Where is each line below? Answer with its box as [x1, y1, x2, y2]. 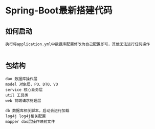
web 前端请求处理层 [5, 98, 41, 103]
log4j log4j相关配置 [5, 114, 46, 119]
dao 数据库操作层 [5, 76, 37, 81]
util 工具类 [5, 93, 29, 98]
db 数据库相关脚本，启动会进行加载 [5, 108, 70, 113]
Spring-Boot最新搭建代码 [5, 5, 113, 16]
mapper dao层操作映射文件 [5, 119, 55, 124]
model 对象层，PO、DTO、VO [5, 82, 58, 87]
